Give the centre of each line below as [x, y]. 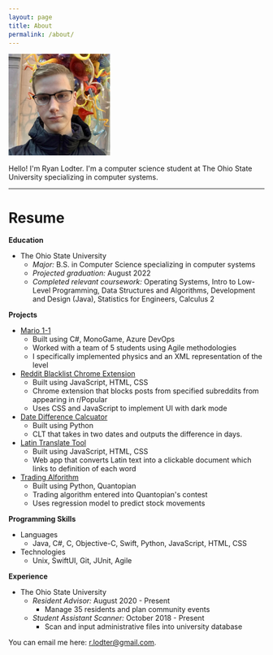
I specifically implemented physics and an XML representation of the [147, 357]
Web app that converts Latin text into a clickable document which [142, 460]
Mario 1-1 [35, 331]
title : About [30, 26]
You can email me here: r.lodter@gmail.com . [82, 643]
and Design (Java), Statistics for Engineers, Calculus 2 [123, 299]
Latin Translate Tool [53, 443]
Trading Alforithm [50, 477]
